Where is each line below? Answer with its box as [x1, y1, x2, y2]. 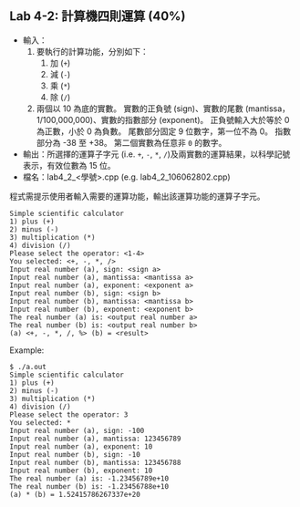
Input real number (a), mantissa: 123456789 [9, 434, 181, 443]
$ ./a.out [9, 362, 47, 371]
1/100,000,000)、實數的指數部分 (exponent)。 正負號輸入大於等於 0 [36, 114, 290, 125]
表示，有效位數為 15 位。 [22, 160, 116, 171]
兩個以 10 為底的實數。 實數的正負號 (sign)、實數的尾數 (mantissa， [36, 103, 290, 114]
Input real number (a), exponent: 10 [9, 441, 153, 451]
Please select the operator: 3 [9, 409, 129, 419]
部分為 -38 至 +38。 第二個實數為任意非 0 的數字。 [36, 137, 227, 148]
